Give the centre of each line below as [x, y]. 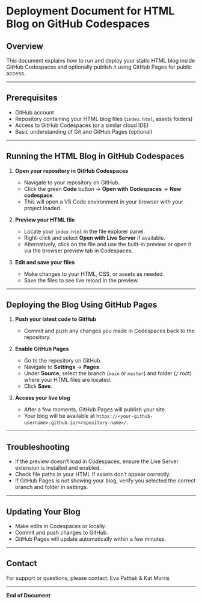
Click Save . [38, 386]
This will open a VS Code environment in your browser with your [103, 201]
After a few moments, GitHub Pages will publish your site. [95, 409]
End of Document [29, 595]
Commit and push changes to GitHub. [61, 533]
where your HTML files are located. [68, 380]
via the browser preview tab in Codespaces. [78, 251]
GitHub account [34, 112]
